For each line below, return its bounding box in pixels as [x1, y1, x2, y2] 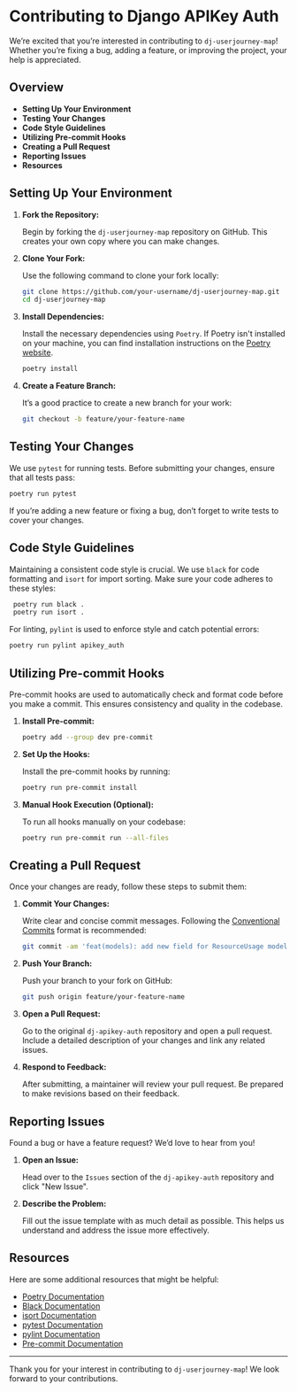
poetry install [21, 365, 79, 374]
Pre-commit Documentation [21, 1338, 124, 1349]
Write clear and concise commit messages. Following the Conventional [21, 916, 280, 926]
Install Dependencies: [21, 312, 104, 322]
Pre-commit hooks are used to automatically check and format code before [9, 689, 284, 700]
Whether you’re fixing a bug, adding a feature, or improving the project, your [9, 44, 287, 55]
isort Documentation [21, 1310, 97, 1320]
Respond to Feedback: [21, 1062, 107, 1072]
